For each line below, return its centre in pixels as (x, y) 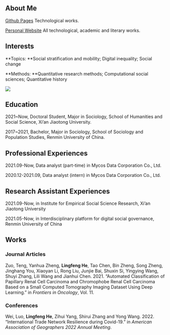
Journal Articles (26, 254)
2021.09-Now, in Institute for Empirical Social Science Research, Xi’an (78, 203)
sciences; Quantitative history (36, 79)
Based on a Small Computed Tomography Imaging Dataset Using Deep (79, 287)
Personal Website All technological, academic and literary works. (73, 30)
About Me (21, 8)
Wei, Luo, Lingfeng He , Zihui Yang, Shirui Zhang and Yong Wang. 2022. (80, 317)
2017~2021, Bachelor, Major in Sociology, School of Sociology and (74, 132)
